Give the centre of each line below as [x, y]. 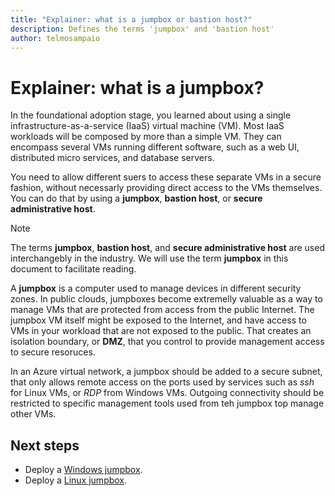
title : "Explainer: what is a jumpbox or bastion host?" [131, 19]
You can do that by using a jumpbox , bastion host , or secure [136, 198]
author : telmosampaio [55, 38]
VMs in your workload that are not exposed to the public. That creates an [161, 331]
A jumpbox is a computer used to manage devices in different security [156, 288]
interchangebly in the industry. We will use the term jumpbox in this [149, 258]
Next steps [45, 445]
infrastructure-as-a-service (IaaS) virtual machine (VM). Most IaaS [147, 126]
